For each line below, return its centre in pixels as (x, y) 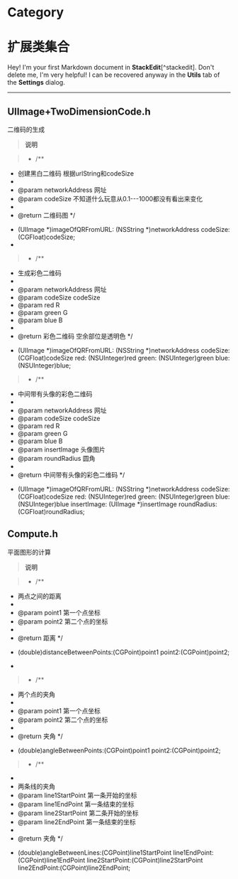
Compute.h (33, 534)
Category (36, 12)
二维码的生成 (26, 129)
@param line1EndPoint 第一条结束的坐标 (76, 804)
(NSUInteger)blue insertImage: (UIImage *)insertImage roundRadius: (117, 504)
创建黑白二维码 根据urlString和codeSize (76, 173)
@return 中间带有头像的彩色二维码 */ (71, 474)
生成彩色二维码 (39, 273)
